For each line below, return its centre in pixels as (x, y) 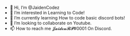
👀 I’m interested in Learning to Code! (47, 13)
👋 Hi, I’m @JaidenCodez (34, 8)
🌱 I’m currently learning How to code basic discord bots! (67, 18)
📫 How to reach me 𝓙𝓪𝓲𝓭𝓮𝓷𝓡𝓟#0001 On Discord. (61, 28)
